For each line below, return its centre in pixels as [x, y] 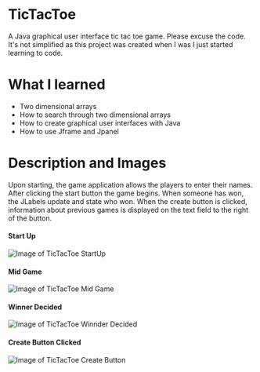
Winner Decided [35, 307]
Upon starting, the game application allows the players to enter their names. [130, 184]
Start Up [22, 236]
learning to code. [36, 53]
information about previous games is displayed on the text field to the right [128, 210]
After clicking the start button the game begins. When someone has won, [126, 193]
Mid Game [25, 272]
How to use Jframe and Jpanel [69, 131]
